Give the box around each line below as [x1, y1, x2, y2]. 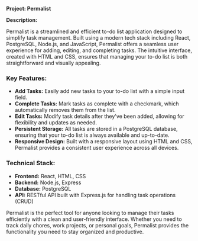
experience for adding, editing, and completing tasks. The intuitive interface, [6, 47, 192, 54]
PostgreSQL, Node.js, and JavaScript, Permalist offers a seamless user [6, 41, 179, 47]
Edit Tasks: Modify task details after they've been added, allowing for [14, 113, 184, 120]
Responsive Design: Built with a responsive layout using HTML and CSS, [14, 138, 193, 145]
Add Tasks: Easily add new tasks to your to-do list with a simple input [14, 88, 185, 95]
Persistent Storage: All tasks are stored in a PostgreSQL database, [14, 126, 178, 133]
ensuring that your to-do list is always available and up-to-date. [14, 131, 170, 139]
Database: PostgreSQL [14, 185, 72, 192]
